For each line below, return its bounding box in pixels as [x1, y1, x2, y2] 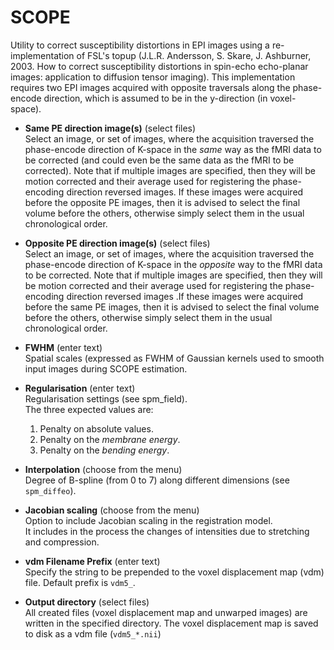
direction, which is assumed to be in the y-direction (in [43, 92, 268, 104]
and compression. [24, 536, 100, 548]
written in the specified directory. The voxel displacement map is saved [24, 617, 319, 629]
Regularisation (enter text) [24, 382, 136, 394]
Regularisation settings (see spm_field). [24, 392, 188, 405]
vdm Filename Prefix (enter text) [24, 555, 161, 567]
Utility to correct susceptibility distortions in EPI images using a [10, 39, 270, 51]
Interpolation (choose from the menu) [24, 463, 183, 475]
